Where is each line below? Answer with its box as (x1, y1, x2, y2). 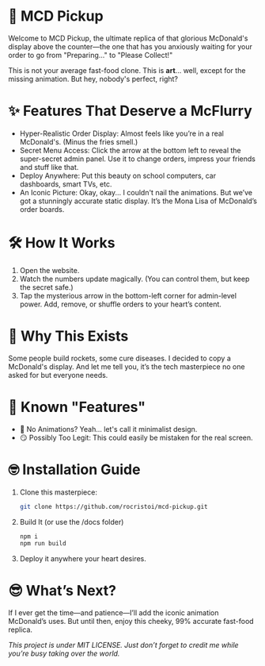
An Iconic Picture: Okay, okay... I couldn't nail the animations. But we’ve (19, 187, 253, 197)
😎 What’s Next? (8, 582, 117, 600)
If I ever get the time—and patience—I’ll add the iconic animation (8, 608, 219, 618)
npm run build (19, 540, 66, 548)
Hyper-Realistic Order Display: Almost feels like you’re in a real (19, 129, 224, 138)
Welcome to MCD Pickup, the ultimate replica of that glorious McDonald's (8, 33, 248, 43)
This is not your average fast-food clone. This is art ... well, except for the (8, 65, 246, 75)
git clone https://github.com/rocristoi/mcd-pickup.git (19, 502, 208, 510)
